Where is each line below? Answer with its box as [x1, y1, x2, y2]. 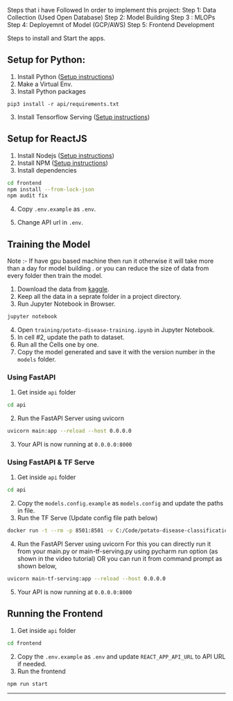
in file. [17, 506, 35, 515]
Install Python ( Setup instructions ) [17, 72, 114, 80]
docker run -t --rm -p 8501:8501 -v [7, 527, 113, 535]
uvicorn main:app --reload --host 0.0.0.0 [7, 428, 132, 435]
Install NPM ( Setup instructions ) [17, 159, 109, 167]
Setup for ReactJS [7, 133, 88, 145]
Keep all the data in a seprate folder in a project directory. [17, 293, 182, 301]
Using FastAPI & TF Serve [7, 457, 95, 467]
